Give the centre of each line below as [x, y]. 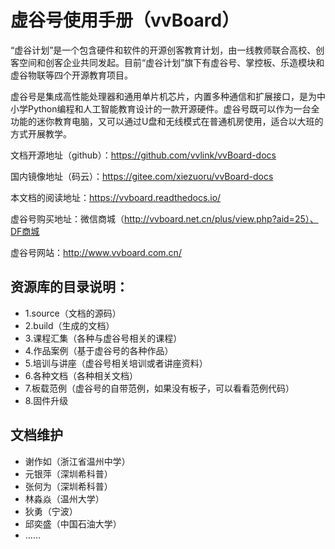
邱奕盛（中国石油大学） [73, 523]
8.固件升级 [46, 400]
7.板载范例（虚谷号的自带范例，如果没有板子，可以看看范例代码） [159, 388]
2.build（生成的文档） [69, 325]
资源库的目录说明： [69, 287]
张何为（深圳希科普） [68, 486]
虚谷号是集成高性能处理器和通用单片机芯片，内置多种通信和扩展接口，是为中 [168, 96]
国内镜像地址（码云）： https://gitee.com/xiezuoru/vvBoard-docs [142, 176]
